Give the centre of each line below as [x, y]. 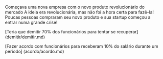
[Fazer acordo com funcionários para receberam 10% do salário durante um [81, 46]
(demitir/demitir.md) [25, 37]
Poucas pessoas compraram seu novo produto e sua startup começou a [78, 17]
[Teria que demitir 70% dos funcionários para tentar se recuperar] [72, 32]
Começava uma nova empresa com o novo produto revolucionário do [75, 7]
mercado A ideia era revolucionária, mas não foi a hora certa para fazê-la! [80, 12]
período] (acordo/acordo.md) [35, 51]
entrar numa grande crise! [31, 22]
